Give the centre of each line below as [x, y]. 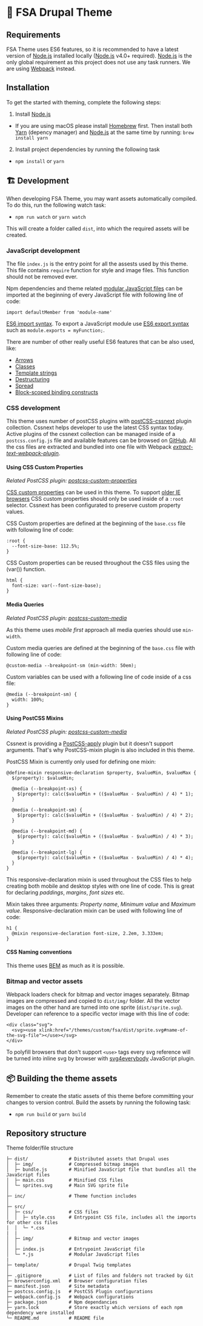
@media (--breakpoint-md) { [47, 831]
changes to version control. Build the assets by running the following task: [98, 1102]
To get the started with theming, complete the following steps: [84, 102]
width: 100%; [28, 700]
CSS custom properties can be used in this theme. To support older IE [93, 492]
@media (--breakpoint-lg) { [47, 852]
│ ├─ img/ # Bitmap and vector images [73, 1238]
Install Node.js [33, 114]
